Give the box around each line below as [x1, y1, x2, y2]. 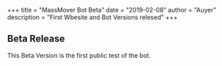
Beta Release [7, 33, 65, 45]
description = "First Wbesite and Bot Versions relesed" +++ [7, 13, 178, 21]
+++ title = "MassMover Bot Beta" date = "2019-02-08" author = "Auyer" [7, 6, 217, 14]
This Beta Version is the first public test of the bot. [7, 51, 151, 59]
